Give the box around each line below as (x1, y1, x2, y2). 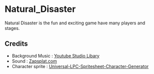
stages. (4, 25, 20, 31)
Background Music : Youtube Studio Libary (11, 53, 100, 59)
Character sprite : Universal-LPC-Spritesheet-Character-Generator (11, 63, 149, 69)
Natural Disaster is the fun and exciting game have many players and (4, 20, 146, 26)
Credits (4, 40, 28, 48)
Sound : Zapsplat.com (11, 58, 57, 64)
